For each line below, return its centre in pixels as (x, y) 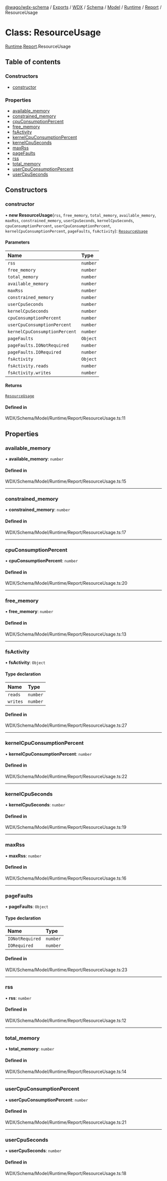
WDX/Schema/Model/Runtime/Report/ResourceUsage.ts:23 (66, 970)
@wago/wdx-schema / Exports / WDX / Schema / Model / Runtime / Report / (83, 7)
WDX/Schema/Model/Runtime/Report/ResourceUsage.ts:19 (66, 827)
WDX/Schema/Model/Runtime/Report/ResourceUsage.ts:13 (66, 634)
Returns (14, 386)
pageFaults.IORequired (34, 352)
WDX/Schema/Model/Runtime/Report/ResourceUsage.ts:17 (66, 532)
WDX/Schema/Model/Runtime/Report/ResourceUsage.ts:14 (66, 1071)
